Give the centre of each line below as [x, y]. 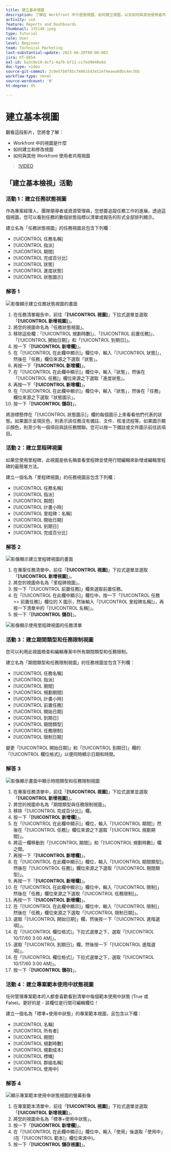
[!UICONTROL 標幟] [34, 1056]
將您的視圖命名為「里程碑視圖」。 [48, 583]
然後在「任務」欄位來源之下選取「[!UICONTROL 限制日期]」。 [77, 913]
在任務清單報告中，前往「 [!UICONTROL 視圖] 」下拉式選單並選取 [80, 314]
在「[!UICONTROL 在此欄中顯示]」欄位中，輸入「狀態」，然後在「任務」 [88, 391]
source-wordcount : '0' [30, 81]
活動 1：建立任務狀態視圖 [36, 199]
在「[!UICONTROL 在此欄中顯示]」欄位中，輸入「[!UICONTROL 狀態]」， [88, 352]
